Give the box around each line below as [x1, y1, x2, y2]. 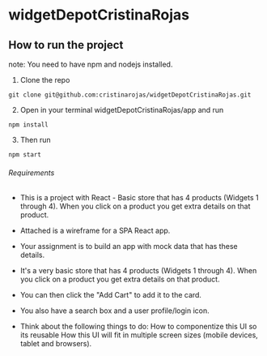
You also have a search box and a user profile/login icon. [19, 306, 210, 315]
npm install [8, 121, 49, 129]
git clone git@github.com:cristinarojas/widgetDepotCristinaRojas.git [8, 91, 252, 99]
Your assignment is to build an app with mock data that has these [19, 242, 238, 251]
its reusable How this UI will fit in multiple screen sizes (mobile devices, [19, 330, 259, 340]
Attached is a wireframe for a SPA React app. [19, 225, 171, 236]
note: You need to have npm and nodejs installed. [8, 59, 173, 69]
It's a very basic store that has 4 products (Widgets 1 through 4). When [19, 266, 257, 276]
